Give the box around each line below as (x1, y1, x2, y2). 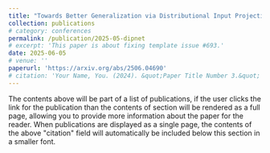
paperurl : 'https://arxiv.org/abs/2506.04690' (8, 64, 167, 72)
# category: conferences (8, 27, 92, 35)
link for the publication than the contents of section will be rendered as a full (8, 102, 260, 112)
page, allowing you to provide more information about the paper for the (8, 110, 243, 121)
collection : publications (8, 19, 95, 27)
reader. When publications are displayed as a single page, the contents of (8, 119, 252, 129)
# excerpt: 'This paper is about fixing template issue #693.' (8, 42, 225, 50)
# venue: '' (8, 57, 48, 65)
